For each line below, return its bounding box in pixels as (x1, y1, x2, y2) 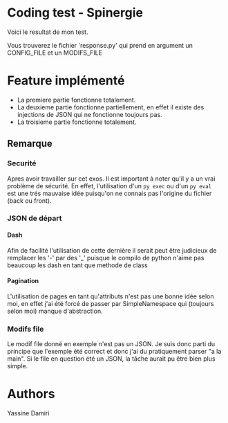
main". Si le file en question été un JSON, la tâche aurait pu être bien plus (7, 354, 216, 363)
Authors (7, 386, 55, 402)
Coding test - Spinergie (7, 5, 144, 21)
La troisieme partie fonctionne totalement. (17, 118, 137, 126)
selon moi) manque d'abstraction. (7, 307, 103, 315)
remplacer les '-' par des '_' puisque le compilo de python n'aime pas (7, 253, 205, 262)
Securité (7, 159, 37, 168)
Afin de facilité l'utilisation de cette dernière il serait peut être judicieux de (7, 246, 217, 254)
